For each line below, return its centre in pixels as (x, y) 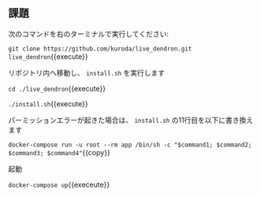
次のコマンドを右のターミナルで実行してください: (89, 34)
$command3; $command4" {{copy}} (59, 152)
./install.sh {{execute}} (48, 103)
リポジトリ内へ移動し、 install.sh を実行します (87, 72)
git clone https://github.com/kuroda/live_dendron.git (100, 49)
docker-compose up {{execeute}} (59, 184)
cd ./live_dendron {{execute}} (57, 88)
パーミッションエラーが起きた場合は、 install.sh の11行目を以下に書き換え (131, 120)
